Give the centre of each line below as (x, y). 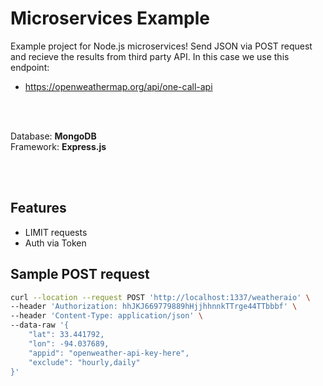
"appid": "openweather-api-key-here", (109, 353)
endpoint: (30, 67)
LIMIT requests (56, 232)
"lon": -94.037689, (69, 343)
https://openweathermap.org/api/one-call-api (118, 86)
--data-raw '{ (40, 325)
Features (38, 208)
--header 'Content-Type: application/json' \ (106, 316)
